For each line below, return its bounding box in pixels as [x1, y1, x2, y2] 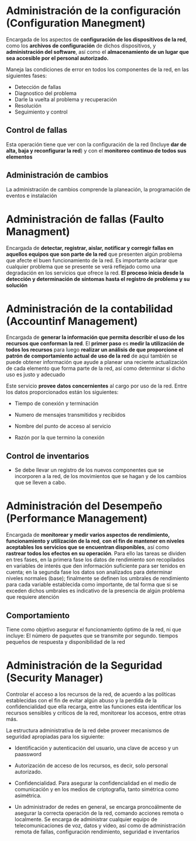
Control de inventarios [6, 451, 90, 461]
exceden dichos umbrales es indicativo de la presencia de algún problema [6, 587, 185, 595]
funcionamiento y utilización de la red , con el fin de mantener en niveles [6, 537, 185, 545]
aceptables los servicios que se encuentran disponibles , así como [6, 544, 170, 551]
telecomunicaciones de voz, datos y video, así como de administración [14, 822, 186, 829]
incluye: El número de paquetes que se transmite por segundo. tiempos [6, 632, 178, 639]
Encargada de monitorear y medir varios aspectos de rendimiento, [6, 531, 170, 538]
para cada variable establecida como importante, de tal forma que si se [6, 581, 178, 588]
